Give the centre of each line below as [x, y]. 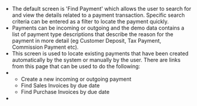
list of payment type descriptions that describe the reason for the [92, 34]
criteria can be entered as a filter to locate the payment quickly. [90, 21]
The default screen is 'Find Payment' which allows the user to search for [102, 9]
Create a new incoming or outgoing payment [76, 79]
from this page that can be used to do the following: [76, 66]
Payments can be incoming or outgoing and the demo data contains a [98, 28]
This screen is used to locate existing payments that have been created [100, 53]
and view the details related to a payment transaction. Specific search [98, 15]
